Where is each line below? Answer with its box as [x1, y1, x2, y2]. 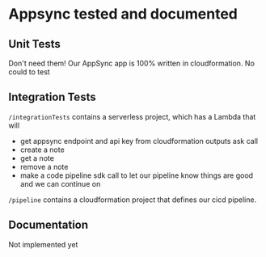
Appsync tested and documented [8, 5, 239, 23]
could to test [8, 67, 50, 77]
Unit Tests [8, 37, 61, 51]
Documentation [8, 218, 89, 232]
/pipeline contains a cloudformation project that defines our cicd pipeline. [8, 195, 257, 204]
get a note [19, 153, 55, 162]
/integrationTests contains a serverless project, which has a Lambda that [8, 112, 256, 121]
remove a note [19, 162, 69, 171]
